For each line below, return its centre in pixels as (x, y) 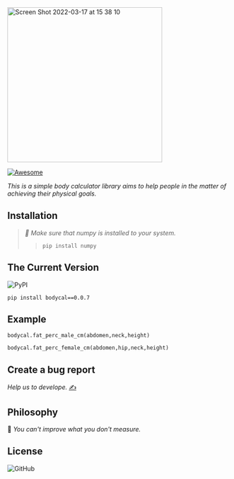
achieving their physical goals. (52, 193)
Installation (33, 216)
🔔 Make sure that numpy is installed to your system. (100, 232)
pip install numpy (69, 246)
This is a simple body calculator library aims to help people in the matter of (117, 186)
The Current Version (53, 267)
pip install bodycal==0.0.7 (49, 298)
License (25, 452)
